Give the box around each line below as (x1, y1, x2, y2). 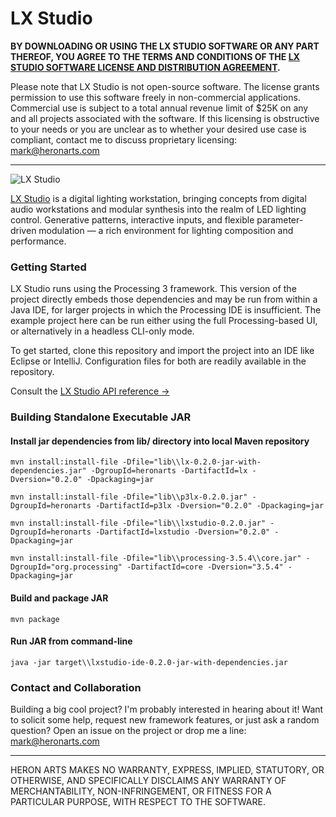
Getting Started (10, 260, 87, 274)
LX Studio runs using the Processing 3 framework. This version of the (10, 283, 297, 295)
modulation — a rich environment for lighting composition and (38, 224, 294, 236)
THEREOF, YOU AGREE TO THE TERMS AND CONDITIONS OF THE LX (10, 50, 300, 62)
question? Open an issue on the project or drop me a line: (10, 725, 247, 737)
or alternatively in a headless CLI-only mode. (10, 325, 195, 337)
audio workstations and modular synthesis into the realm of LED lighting (10, 203, 307, 215)
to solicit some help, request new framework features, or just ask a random (10, 714, 320, 726)
